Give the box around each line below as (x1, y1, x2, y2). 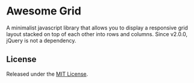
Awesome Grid (6, 4, 81, 18)
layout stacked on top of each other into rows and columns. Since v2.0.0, (6, 30, 188, 37)
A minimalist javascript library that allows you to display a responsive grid (6, 24, 189, 31)
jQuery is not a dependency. (6, 37, 77, 44)
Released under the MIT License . (6, 70, 89, 78)
